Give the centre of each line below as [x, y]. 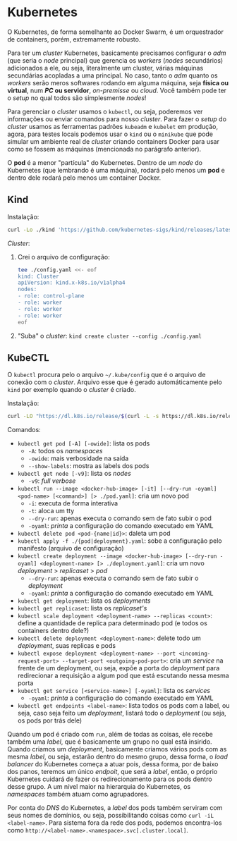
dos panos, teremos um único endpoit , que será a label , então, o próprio [113, 772]
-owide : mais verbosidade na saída [78, 458]
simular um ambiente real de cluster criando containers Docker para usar [114, 141]
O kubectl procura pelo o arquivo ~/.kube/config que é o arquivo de [107, 375]
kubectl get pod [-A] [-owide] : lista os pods [84, 443]
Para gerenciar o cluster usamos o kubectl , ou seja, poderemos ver [105, 111]
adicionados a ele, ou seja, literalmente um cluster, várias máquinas [105, 68]
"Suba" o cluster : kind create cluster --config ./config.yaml [110, 336]
